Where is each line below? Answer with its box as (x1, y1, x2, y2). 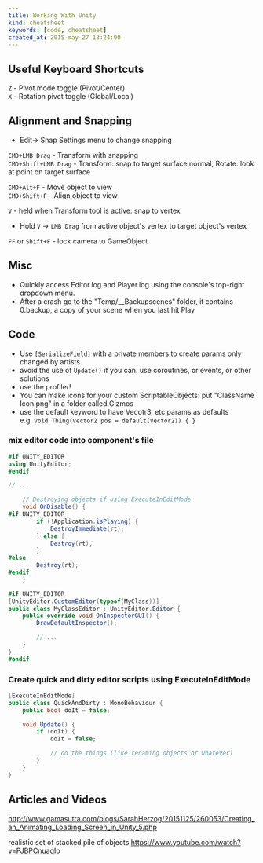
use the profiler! (19, 382, 71, 391)
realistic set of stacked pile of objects (8, 837, 130, 847)
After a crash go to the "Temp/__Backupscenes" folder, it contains (19, 296, 234, 306)
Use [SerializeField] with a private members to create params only (19, 349, 242, 358)
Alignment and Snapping (8, 115, 132, 128)
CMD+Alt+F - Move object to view (8, 182, 112, 192)
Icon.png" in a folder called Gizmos (19, 398, 134, 408)
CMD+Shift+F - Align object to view (8, 190, 118, 200)
